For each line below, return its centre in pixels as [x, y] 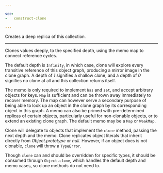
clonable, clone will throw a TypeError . [43, 146]
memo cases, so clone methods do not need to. [53, 165]
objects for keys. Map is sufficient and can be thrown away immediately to [78, 95]
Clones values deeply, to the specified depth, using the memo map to [74, 50]
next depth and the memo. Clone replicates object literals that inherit [73, 135]
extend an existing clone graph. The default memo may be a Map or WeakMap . [81, 121]
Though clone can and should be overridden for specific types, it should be [81, 155]
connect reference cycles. [31, 55]
